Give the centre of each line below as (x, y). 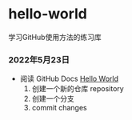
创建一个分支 (53, 99)
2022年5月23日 (39, 59)
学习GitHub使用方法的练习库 (55, 37)
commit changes (59, 108)
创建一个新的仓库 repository (78, 89)
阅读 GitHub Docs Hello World (69, 79)
